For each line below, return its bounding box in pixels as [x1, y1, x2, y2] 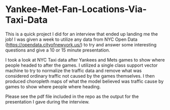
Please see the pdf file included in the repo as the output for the [5, 93, 139, 99]
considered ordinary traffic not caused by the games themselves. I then [5, 73, 155, 79]
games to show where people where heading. [5, 83, 101, 89]
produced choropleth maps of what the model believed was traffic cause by [5, 78, 164, 84]
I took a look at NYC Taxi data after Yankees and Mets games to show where [5, 57, 165, 63]
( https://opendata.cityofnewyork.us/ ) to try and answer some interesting [5, 41, 157, 47]
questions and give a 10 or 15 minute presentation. [5, 47, 111, 53]
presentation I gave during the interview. [5, 98, 90, 104]
